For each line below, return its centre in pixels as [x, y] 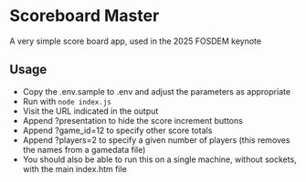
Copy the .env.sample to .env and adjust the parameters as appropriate [156, 91]
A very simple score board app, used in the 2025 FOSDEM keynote [136, 41]
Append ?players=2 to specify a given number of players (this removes [156, 140]
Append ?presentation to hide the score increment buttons [133, 120]
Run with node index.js [67, 101]
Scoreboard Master [84, 16]
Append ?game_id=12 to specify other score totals [117, 130]
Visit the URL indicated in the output [90, 111]
